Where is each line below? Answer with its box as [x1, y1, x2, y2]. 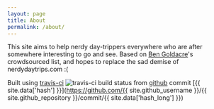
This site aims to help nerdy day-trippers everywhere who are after [7, 43, 203, 51]
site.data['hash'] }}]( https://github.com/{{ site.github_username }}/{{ [7, 86, 207, 95]
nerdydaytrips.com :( [7, 65, 69, 74]
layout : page [7, 10, 46, 18]
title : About [7, 17, 46, 24]
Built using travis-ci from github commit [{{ [7, 79, 201, 87]
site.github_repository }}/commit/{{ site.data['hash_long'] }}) [7, 94, 184, 102]
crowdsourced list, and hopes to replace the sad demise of [7, 58, 179, 66]
